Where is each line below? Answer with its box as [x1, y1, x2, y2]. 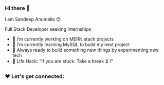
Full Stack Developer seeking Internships [5, 26, 92, 32]
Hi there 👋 [5, 5, 30, 12]
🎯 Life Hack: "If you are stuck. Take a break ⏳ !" [12, 58, 114, 65]
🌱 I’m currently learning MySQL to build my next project [12, 41, 130, 48]
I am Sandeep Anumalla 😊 [5, 16, 61, 23]
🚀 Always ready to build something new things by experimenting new [12, 47, 159, 53]
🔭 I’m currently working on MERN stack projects [12, 36, 114, 42]
